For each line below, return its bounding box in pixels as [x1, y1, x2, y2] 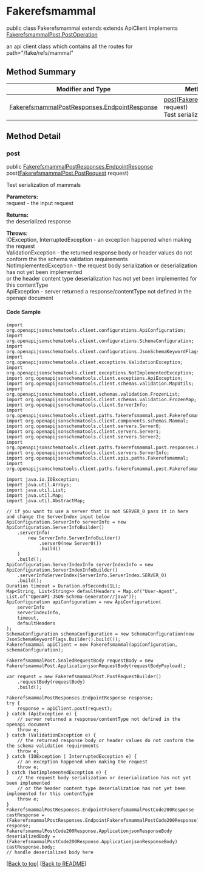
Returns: [6, 211, 29, 219]
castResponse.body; [6, 844, 56, 850]
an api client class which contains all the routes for [6, 43, 133, 50]
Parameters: [6, 193, 38, 200]
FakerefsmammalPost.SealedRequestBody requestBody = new [6, 657, 154, 664]
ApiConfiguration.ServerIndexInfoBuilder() [6, 567, 118, 573]
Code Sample [6, 309, 41, 316]
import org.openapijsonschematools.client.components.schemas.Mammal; [6, 418, 189, 424]
